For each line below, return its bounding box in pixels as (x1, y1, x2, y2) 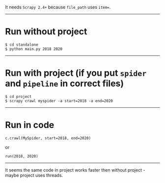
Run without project (5, 26, 87, 37)
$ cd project (5, 94, 32, 99)
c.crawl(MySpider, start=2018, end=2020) (5, 135, 91, 141)
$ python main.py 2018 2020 (5, 46, 63, 51)
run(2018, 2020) (5, 153, 38, 159)
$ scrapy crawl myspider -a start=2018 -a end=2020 (5, 98, 113, 103)
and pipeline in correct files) (5, 78, 124, 89)
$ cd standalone (5, 42, 38, 47)
